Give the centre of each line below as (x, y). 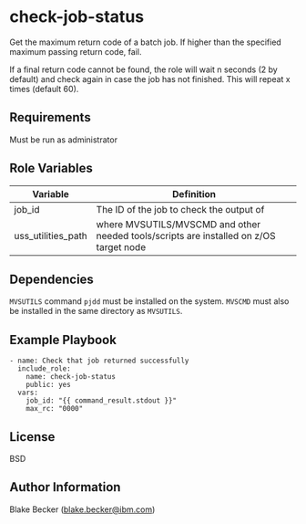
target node (121, 246)
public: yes (48, 385)
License (32, 437)
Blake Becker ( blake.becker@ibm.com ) (82, 509)
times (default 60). (44, 89)
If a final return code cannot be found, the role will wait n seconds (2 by (143, 69)
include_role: (44, 369)
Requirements (50, 117)
